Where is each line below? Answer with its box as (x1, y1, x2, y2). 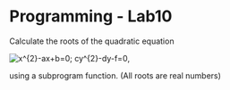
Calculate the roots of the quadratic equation (9, 36, 175, 46)
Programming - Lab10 (9, 6, 173, 27)
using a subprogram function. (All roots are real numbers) (9, 70, 222, 81)
